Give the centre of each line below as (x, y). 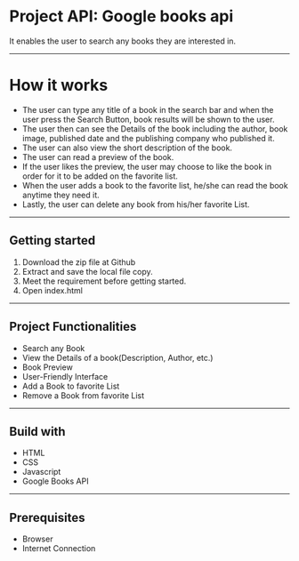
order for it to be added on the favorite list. (100, 176)
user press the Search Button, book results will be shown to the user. (148, 119)
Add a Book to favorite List (71, 386)
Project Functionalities (73, 327)
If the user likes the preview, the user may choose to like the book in (147, 166)
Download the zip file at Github (79, 262)
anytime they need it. (61, 195)
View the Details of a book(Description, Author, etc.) (117, 357)
